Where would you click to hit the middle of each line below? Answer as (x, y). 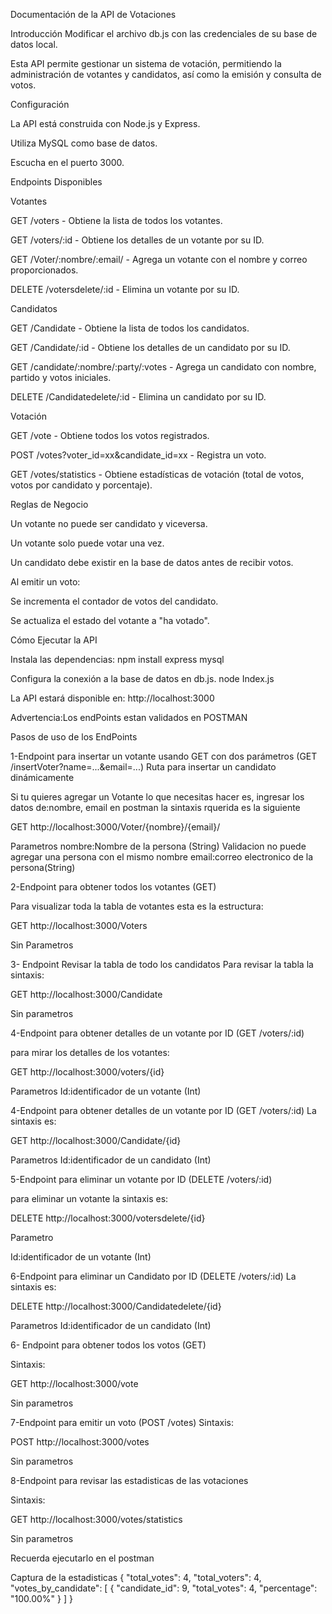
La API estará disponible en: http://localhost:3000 (112, 698)
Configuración (40, 104)
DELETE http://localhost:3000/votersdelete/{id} (108, 1218)
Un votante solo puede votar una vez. (87, 543)
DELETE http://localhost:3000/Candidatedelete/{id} (116, 1306)
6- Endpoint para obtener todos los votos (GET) (108, 1345)
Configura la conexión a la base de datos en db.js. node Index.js (142, 678)
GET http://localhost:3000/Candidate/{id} (96, 1140)
